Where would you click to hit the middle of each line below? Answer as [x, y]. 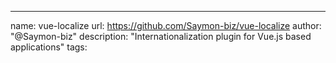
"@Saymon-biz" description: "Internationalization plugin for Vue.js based [161, 36]
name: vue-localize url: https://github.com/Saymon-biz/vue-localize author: [166, 25]
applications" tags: [49, 47]
